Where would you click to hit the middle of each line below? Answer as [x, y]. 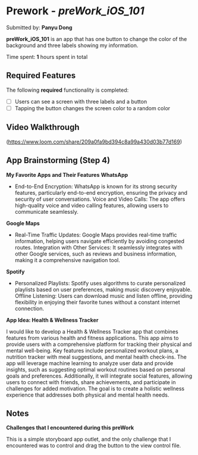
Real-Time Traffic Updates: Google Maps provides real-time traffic [96, 235]
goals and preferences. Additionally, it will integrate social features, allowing [99, 376]
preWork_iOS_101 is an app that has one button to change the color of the [97, 39]
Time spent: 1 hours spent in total [47, 57]
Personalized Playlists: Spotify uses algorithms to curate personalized [100, 283]
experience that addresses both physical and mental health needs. [88, 395]
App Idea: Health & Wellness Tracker [52, 320]
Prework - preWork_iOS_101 [75, 11]
